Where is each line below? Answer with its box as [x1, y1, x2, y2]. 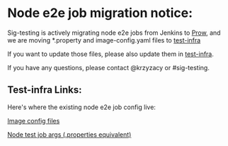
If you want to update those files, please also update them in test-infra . [7, 50, 215, 58]
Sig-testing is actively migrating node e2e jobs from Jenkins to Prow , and [7, 28, 221, 37]
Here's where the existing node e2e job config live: [7, 103, 156, 111]
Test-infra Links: [7, 84, 82, 96]
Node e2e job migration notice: [7, 5, 193, 21]
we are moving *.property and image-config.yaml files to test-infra [7, 35, 201, 44]
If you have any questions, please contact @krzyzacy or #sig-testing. [7, 63, 210, 72]
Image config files [7, 116, 60, 125]
